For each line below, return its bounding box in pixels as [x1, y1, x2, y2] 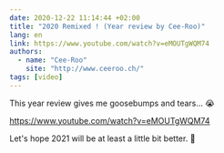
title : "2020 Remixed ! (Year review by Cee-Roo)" [9, 22, 206, 31]
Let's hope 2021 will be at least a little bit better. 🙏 [9, 133, 196, 144]
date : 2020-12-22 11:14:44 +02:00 [9, 13, 141, 23]
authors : [9, 47, 43, 56]
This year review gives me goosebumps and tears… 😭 [9, 97, 216, 108]
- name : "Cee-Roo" [17, 56, 88, 65]
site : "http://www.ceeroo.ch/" [25, 65, 145, 74]
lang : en [9, 30, 43, 39]
